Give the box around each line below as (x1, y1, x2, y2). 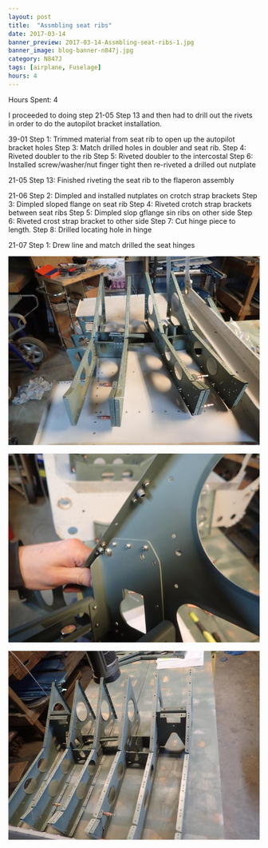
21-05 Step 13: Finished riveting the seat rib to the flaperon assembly (8, 175, 235, 185)
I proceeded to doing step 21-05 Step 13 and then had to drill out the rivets (8, 110, 253, 120)
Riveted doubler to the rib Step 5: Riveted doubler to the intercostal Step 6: (8, 151, 254, 161)
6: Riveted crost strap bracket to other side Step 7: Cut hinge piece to (8, 216, 236, 225)
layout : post (8, 13, 52, 21)
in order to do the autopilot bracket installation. (8, 118, 162, 128)
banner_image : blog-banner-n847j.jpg (8, 46, 134, 55)
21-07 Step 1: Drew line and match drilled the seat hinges (8, 240, 195, 249)
